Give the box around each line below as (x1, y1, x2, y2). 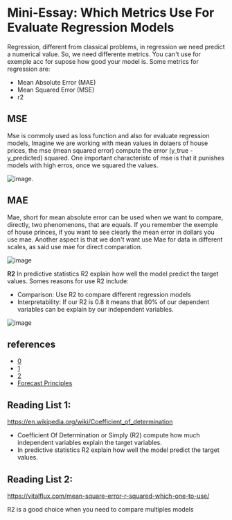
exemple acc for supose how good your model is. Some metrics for (7, 57, 199, 65)
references (7, 338, 56, 350)
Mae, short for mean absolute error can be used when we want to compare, (7, 213, 224, 221)
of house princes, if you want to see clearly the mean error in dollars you (7, 228, 215, 236)
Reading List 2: (7, 473, 73, 485)
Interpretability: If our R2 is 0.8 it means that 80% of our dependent (17, 297, 210, 306)
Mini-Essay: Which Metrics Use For (7, 5, 215, 21)
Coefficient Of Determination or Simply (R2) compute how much (17, 431, 201, 439)
